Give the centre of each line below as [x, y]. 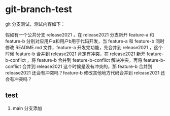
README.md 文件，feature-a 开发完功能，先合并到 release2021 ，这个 [89, 47]
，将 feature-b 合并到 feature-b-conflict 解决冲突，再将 [85, 60]
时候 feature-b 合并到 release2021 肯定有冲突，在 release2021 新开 [75, 54]
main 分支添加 [27, 108]
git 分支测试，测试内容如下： [35, 24]
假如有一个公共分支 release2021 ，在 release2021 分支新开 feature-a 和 [80, 34]
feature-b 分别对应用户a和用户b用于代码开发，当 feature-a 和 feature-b [80, 41]
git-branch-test [39, 9]
